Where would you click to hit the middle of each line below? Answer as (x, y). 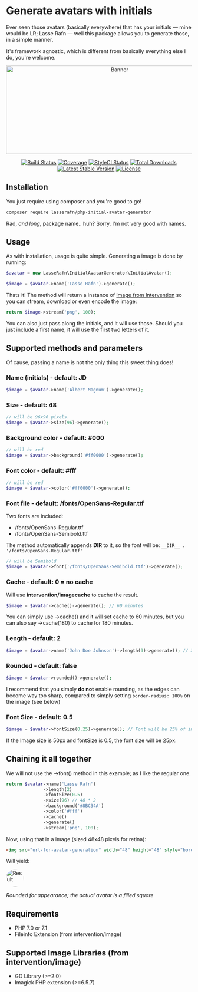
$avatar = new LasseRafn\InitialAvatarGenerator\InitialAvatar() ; (89, 273)
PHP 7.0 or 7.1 (31, 928)
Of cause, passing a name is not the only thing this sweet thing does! (90, 362)
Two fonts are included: (35, 516)
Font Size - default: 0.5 (39, 717)
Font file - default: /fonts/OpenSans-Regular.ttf (75, 503)
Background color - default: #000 (55, 438)
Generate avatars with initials (80, 11)
